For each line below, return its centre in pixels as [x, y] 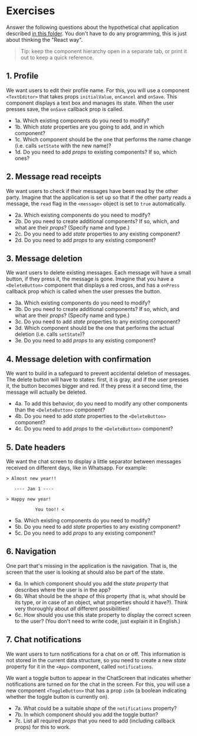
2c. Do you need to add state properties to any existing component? [97, 234]
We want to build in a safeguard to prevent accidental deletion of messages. [98, 374]
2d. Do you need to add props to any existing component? [85, 240]
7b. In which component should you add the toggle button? [86, 714]
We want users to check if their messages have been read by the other [92, 191]
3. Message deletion [44, 258]
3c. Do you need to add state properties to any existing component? [98, 322]
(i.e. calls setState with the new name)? [63, 145]
